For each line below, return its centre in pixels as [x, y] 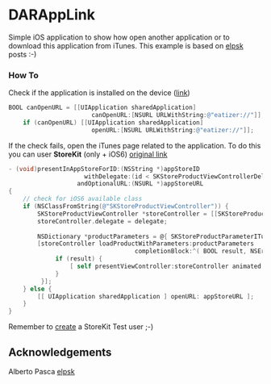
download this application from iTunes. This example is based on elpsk [126, 45]
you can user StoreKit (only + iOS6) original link [88, 154]
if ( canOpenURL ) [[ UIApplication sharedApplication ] [113, 123]
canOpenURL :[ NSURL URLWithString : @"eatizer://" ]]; [178, 115]
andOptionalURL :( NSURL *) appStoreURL [140, 184]
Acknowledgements [60, 352]
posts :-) [23, 54]
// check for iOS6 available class [83, 199]
